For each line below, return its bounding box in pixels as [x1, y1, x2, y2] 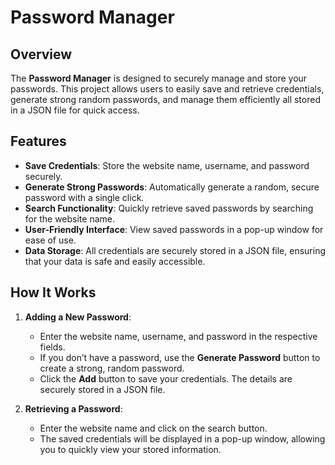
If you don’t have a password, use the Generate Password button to [39, 351, 321, 363]
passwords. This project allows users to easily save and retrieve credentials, [10, 83, 325, 95]
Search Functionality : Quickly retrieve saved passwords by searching [24, 202, 314, 214]
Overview [10, 46, 73, 63]
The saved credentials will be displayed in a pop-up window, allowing [39, 432, 326, 445]
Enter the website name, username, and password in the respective [39, 330, 318, 342]
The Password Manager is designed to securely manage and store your [10, 72, 308, 84]
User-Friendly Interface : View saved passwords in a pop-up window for [24, 223, 324, 235]
